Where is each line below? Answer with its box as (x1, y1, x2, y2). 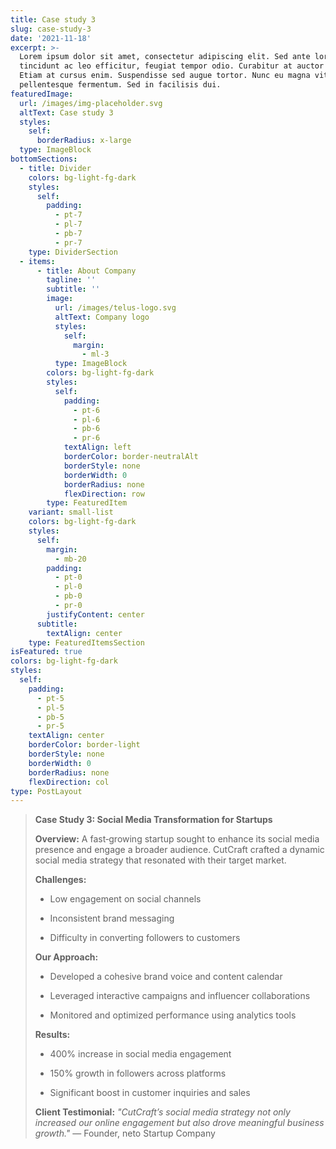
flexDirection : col (28, 777, 110, 787)
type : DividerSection (28, 247, 118, 257)
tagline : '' (46, 275, 97, 285)
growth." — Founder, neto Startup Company (34, 1127, 216, 1140)
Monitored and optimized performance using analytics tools (49, 1009, 297, 1021)
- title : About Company (36, 266, 137, 276)
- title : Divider (19, 163, 92, 173)
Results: (34, 1029, 71, 1041)
